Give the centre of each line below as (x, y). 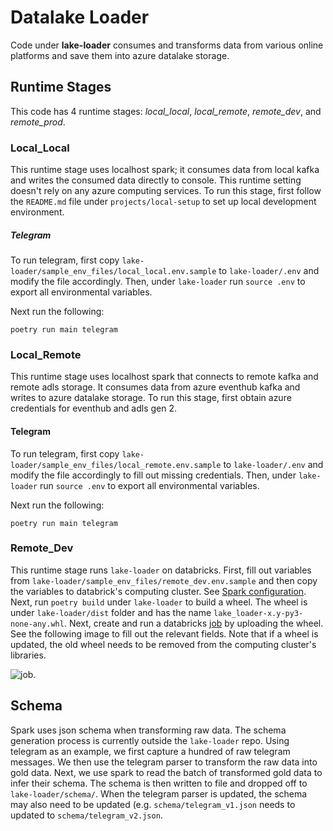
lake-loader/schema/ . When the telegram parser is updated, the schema (159, 793)
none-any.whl (37, 624)
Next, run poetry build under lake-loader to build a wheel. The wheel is (159, 602)
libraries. (28, 655)
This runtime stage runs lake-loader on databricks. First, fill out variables (161, 570)
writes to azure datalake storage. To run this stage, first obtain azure (151, 398)
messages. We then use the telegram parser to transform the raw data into (164, 762)
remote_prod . (38, 122)
